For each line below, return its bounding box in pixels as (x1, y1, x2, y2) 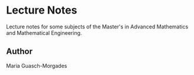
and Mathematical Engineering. (6, 29, 82, 36)
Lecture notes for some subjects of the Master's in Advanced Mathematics (6, 23, 189, 30)
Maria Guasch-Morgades (6, 62, 67, 69)
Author (6, 47, 33, 57)
